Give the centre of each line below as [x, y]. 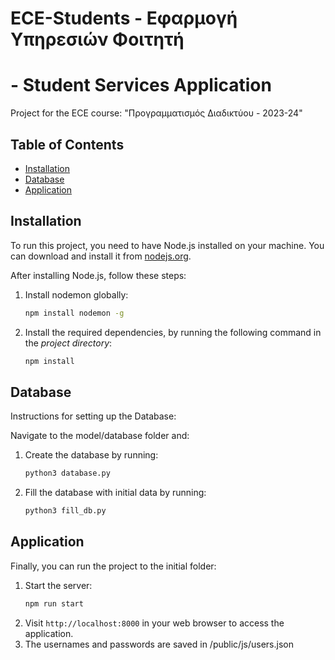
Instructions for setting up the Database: [93, 416]
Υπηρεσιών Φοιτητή [97, 39]
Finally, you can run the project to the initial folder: [113, 566]
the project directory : [68, 343]
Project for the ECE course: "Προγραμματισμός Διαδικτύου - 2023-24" [156, 113]
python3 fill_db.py [65, 511]
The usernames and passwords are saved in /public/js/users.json [159, 644]
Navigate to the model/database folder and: [100, 436]
